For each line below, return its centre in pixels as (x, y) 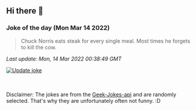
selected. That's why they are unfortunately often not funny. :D (83, 100)
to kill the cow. (39, 47)
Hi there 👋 (25, 11)
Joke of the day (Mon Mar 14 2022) (58, 28)
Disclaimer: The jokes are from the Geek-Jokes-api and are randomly (91, 94)
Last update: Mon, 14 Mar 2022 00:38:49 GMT (64, 59)
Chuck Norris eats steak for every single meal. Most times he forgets (105, 41)
